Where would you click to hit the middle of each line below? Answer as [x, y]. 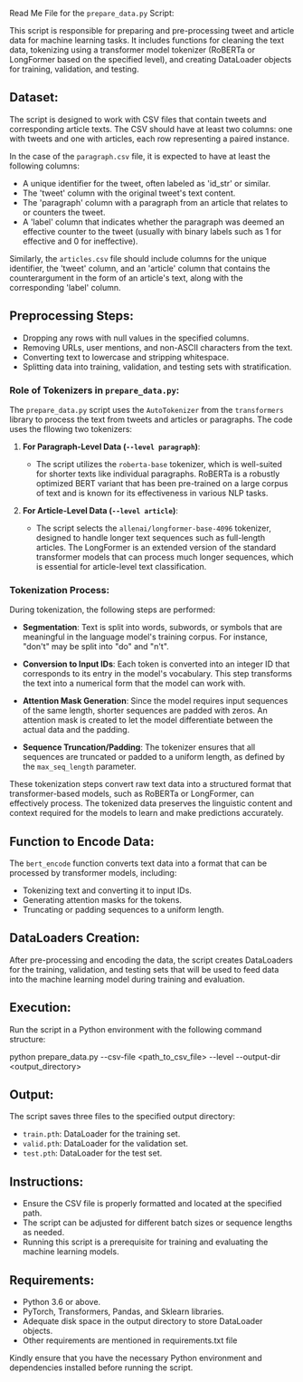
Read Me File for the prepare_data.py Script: [92, 13]
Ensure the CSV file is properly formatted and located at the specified [152, 1204]
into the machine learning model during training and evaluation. [128, 979]
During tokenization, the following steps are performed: [112, 609]
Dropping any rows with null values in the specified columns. [136, 338]
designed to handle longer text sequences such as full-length [150, 537]
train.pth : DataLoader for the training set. [101, 1134]
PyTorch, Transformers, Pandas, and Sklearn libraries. [123, 1311]
